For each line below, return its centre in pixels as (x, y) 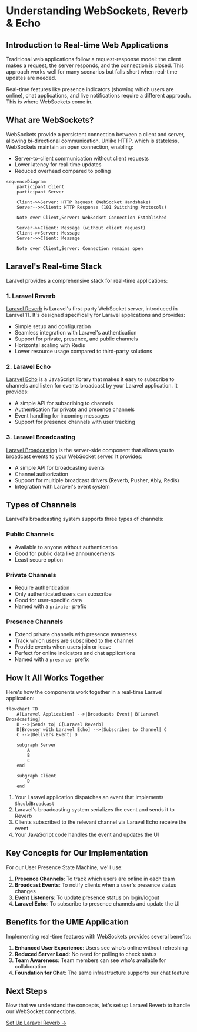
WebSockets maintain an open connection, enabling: (70, 147)
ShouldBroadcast (34, 804)
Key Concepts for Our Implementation (77, 853)
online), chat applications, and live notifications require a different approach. (98, 96)
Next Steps (27, 991)
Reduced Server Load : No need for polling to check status (86, 954)
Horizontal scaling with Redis (50, 345)
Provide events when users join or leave (63, 647)
